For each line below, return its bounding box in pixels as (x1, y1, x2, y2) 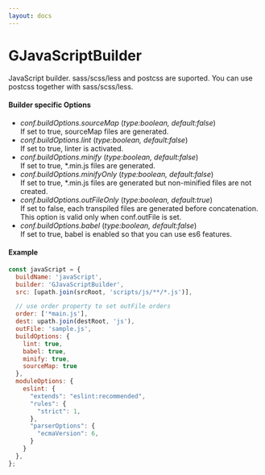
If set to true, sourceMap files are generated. (19, 126, 169, 136)
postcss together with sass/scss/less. (8, 81, 134, 91)
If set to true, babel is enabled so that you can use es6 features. (19, 229, 232, 238)
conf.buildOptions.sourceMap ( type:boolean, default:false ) (19, 118, 216, 127)
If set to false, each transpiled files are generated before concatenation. (19, 203, 259, 213)
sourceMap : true (23, 362, 78, 370)
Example (8, 247, 39, 258)
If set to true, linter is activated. (19, 143, 124, 153)
